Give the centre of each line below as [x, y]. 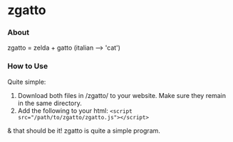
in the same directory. [50, 103]
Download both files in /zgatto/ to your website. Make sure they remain [122, 95]
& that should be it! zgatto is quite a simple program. [84, 131]
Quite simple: [27, 82]
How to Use [28, 66]
